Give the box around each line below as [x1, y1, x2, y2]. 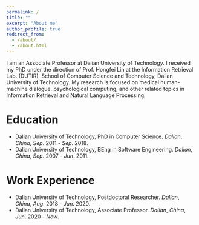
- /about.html [11, 43, 47, 49]
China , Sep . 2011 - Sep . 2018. [15, 139, 89, 146]
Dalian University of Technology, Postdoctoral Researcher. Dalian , [15, 193, 180, 201]
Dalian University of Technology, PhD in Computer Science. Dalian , [15, 133, 183, 140]
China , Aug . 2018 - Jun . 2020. [15, 200, 91, 207]
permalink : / [6, 8, 39, 15]
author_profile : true [6, 25, 61, 32]
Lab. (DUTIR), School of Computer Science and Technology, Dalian [6, 72, 174, 79]
